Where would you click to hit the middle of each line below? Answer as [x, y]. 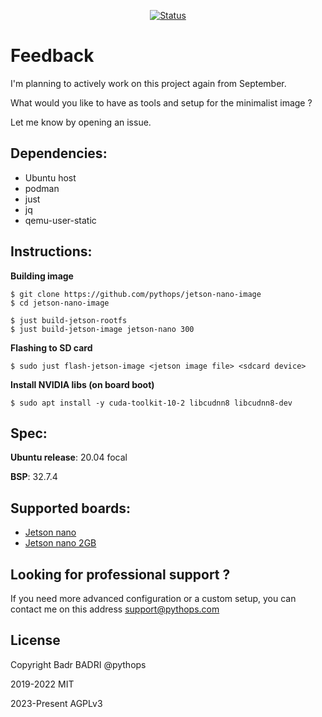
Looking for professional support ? [120, 574]
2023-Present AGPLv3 [56, 703]
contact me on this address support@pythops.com [115, 609]
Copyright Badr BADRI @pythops [78, 664]
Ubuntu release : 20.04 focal [69, 457]
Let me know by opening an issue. [81, 122]
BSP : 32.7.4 [34, 477]
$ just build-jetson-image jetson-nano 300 [102, 329]
